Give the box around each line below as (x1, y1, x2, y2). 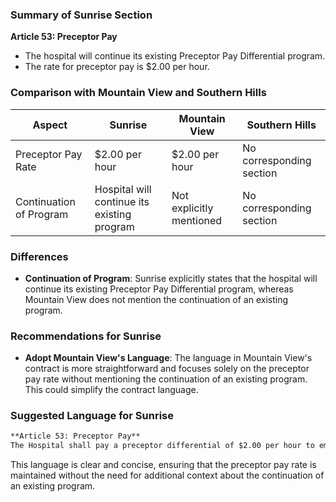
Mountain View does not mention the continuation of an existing (24, 293, 289, 305)
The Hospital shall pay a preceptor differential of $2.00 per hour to (10, 441, 315, 451)
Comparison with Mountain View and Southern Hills (10, 86, 267, 100)
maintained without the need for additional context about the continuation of (10, 469, 325, 482)
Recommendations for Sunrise (10, 329, 162, 343)
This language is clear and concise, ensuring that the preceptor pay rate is (10, 459, 317, 471)
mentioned (171, 213, 223, 227)
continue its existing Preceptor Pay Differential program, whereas (24, 283, 294, 295)
